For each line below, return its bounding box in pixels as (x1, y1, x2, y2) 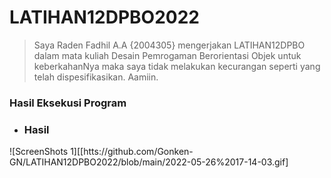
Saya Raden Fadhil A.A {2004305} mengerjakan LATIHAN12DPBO (33, 39, 306, 51)
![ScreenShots (9, 146, 69, 158)
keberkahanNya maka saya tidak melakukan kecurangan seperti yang (33, 60, 321, 72)
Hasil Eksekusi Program (9, 96, 127, 110)
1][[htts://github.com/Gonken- (70, 146, 194, 158)
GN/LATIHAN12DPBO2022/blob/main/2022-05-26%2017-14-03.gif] (9, 156, 289, 168)
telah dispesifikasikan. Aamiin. (33, 71, 159, 83)
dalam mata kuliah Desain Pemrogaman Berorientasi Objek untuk (33, 49, 302, 61)
